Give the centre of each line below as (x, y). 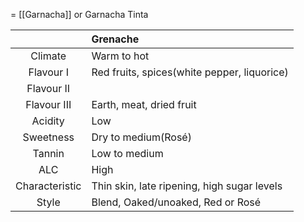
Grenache (115, 39)
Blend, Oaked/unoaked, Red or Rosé (176, 202)
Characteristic (48, 186)
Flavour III (48, 104)
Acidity (48, 121)
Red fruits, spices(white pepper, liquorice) (190, 72)
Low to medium (127, 153)
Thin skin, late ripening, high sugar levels (187, 186)
